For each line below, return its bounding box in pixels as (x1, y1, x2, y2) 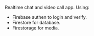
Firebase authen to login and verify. (12, 14, 87, 20)
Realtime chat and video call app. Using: (5, 5, 90, 10)
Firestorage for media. (12, 25, 59, 31)
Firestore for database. (12, 20, 61, 25)
